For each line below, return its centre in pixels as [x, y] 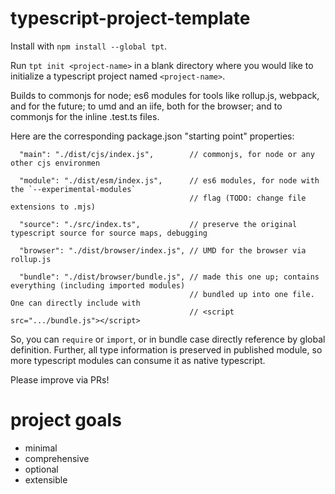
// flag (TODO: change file [248, 198]
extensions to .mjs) [53, 207]
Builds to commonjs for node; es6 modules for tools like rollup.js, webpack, [165, 95]
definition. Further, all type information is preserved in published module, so [166, 349]
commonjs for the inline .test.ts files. [85, 116]
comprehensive [57, 458]
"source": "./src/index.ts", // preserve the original [158, 224]
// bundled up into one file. [252, 294]
